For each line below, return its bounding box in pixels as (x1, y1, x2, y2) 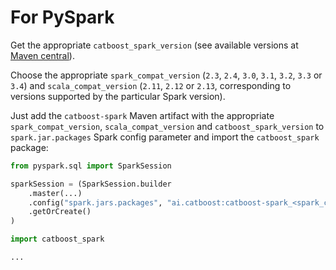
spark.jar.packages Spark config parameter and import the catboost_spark (10, 131, 320, 143)
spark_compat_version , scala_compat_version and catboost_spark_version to (10, 120, 325, 132)
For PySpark (10, 6, 115, 29)
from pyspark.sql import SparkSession (10, 161, 172, 171)
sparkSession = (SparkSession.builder (10, 179, 172, 189)
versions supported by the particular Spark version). (10, 90, 226, 102)
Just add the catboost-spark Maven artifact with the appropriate (10, 109, 275, 121)
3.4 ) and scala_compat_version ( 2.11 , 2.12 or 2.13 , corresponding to (10, 79, 292, 91)
